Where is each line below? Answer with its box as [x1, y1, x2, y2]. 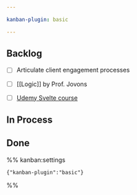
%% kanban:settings [6, 156, 66, 164]
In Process [6, 114, 53, 126]
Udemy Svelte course [16, 94, 78, 102]
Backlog [6, 48, 43, 59]
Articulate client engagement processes [16, 66, 130, 74]
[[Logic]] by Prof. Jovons [16, 80, 87, 88]
